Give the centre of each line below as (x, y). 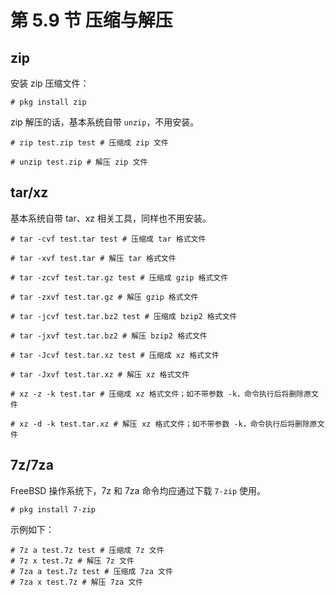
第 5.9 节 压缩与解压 (91, 20)
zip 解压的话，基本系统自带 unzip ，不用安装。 (105, 122)
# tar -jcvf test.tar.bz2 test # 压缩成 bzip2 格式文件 (124, 316)
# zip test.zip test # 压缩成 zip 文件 (89, 143)
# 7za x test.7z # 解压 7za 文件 (77, 582)
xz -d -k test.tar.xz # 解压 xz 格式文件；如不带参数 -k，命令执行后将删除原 (168, 424)
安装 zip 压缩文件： (50, 83)
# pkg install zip (48, 102)
